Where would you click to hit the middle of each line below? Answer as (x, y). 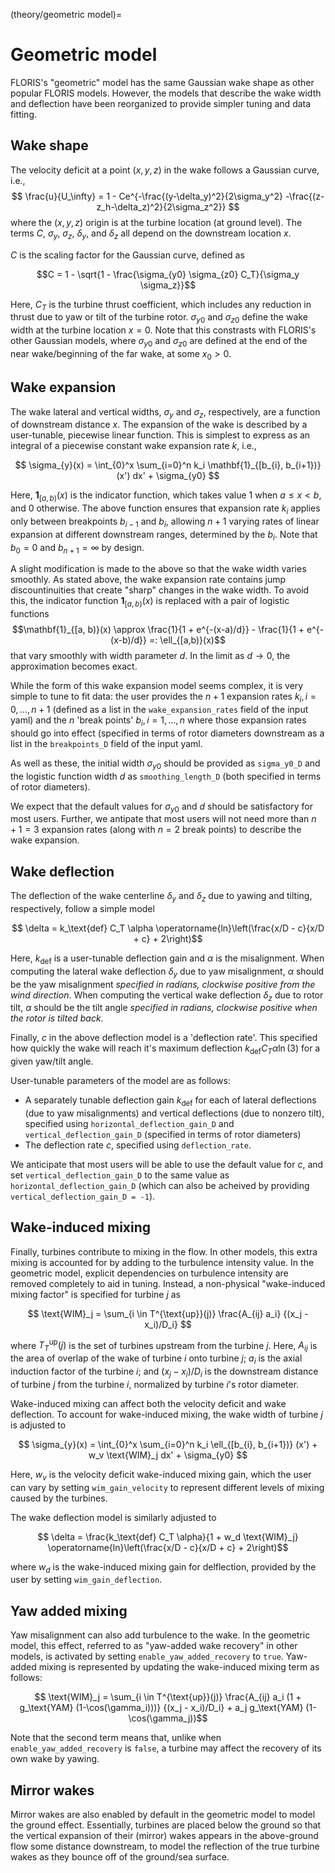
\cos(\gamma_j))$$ (168, 1718)
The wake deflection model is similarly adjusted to (113, 1517)
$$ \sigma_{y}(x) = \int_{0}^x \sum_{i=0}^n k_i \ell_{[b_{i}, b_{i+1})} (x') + (168, 1444)
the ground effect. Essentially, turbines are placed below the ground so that (166, 1825)
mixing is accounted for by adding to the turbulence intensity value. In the (162, 1262)
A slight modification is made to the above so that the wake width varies (158, 569)
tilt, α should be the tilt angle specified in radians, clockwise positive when (164, 1008)
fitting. (24, 114)
